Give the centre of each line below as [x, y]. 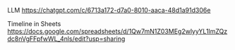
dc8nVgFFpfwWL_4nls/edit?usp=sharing [66, 39]
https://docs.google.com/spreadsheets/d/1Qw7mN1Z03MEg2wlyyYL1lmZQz [117, 31]
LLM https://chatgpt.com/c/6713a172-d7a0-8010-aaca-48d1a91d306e [109, 10]
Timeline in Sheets [34, 24]
